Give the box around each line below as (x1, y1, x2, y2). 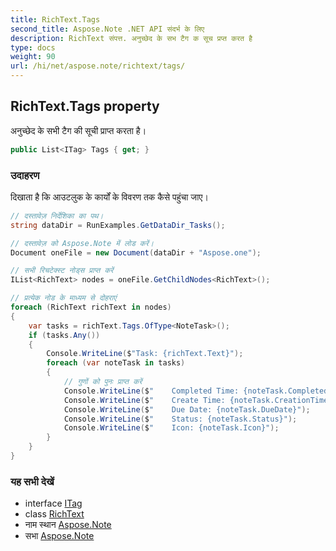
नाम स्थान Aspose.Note (24, 519, 112, 531)
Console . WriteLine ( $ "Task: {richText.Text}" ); (46, 349, 244, 359)
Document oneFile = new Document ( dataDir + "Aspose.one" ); (10, 247, 262, 258)
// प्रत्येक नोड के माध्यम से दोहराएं (10, 293, 117, 303)
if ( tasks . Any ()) (28, 330, 101, 340)
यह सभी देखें (10, 474, 55, 488)
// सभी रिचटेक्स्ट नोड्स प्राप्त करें (10, 266, 114, 276)
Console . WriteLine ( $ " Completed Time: (63, 386, 240, 396)
